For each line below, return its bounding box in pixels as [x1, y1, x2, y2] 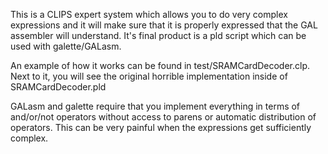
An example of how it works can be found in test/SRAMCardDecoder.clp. [10, 60, 311, 71]
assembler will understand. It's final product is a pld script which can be [10, 30, 307, 41]
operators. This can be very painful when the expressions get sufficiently [10, 122, 312, 133]
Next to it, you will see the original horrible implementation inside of [10, 70, 288, 82]
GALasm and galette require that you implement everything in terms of [10, 100, 301, 112]
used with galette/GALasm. [10, 40, 122, 52]
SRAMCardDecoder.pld [10, 81, 107, 93]
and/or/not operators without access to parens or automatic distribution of [10, 111, 317, 123]
